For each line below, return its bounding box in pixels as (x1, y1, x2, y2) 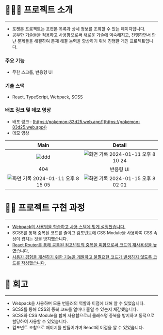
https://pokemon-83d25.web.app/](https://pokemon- (34, 119, 141, 124)
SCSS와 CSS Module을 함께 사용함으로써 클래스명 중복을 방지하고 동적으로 (12, 312, 155, 318)
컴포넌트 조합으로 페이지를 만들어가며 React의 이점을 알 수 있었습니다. (12, 324, 144, 330)
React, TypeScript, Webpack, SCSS (12, 94, 83, 100)
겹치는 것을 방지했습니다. (21, 236, 68, 242)
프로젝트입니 (129, 38, 154, 44)
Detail (113, 141, 127, 148)
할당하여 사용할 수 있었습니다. (12, 318, 68, 324)
